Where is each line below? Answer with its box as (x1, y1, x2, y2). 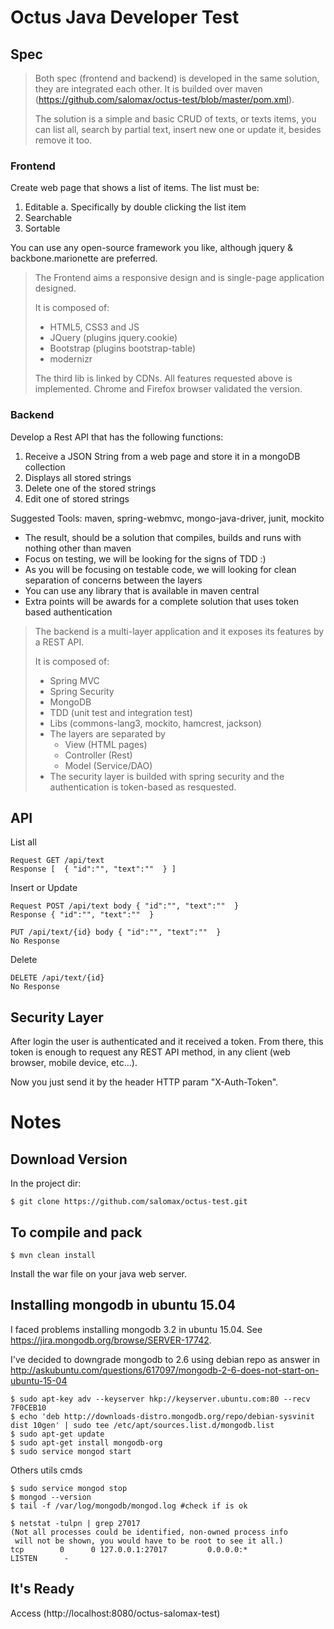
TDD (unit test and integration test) (49, 706, 193, 718)
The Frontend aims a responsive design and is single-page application (34, 272, 325, 284)
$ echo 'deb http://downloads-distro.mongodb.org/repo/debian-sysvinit (10, 1411, 315, 1421)
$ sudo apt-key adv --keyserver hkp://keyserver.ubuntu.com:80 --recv (10, 1394, 311, 1404)
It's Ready (10, 1581, 75, 1598)
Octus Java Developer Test (10, 6, 240, 29)
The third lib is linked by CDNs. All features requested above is (34, 372, 293, 385)
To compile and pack (10, 1224, 143, 1241)
